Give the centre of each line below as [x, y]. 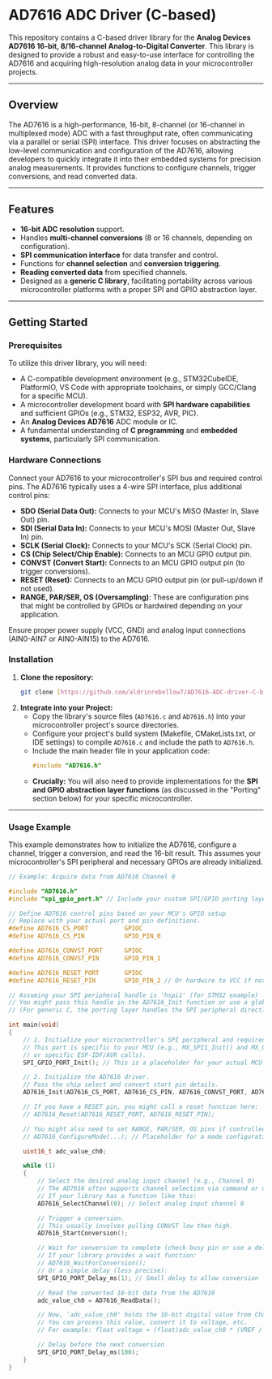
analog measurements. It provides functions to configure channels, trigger [132, 167]
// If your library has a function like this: [117, 1196]
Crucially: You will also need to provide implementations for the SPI [145, 781]
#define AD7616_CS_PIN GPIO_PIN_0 [85, 936]
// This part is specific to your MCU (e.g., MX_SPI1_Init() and [136, 1047]
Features [31, 210]
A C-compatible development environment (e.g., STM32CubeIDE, [129, 379]
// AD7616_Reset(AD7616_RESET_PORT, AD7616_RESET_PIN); [119, 1114]
